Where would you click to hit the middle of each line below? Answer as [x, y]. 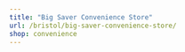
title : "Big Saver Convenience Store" [81, 17]
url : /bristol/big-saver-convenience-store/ [93, 26]
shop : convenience [43, 33]
